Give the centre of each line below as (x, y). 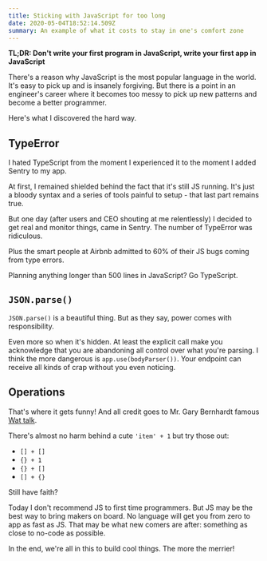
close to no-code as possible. (57, 533)
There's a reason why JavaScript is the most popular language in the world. (132, 78)
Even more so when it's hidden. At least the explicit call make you (116, 342)
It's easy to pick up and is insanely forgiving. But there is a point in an (122, 86)
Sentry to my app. (37, 171)
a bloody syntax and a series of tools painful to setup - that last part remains (133, 195)
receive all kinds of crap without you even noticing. (92, 367)
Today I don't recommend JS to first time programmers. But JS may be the (131, 507)
